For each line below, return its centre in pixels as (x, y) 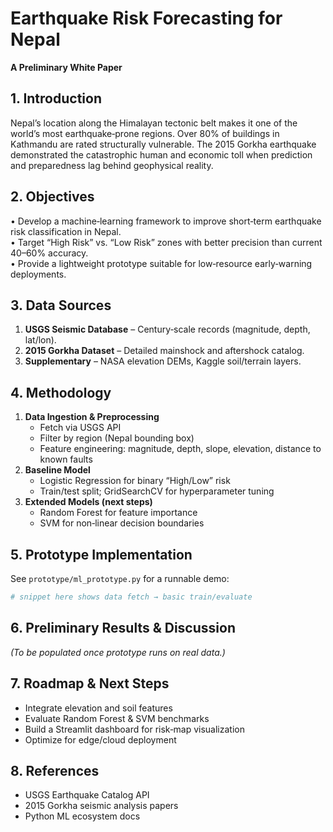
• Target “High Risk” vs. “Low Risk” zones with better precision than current (166, 242)
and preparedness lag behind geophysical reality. (112, 165)
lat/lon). (40, 340)
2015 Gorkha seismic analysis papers (101, 806)
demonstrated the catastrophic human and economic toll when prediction (161, 154)
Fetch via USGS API (80, 428)
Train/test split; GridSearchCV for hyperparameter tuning (157, 491)
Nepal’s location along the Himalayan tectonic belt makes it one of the (154, 123)
